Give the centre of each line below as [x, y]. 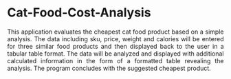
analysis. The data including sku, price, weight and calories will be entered [115, 38]
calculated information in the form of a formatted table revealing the [115, 60]
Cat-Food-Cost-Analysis [79, 13]
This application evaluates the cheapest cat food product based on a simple [115, 32]
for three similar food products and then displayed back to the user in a [115, 46]
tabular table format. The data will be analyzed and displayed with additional [115, 54]
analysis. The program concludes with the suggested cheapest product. [109, 68]
